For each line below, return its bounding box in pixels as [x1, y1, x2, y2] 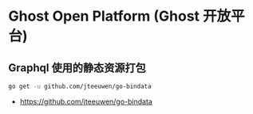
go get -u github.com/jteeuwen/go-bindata [8, 82, 152, 90]
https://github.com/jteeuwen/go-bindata [19, 97, 153, 106]
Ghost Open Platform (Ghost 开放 [8, 7, 231, 25]
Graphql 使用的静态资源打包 [8, 61, 146, 74]
